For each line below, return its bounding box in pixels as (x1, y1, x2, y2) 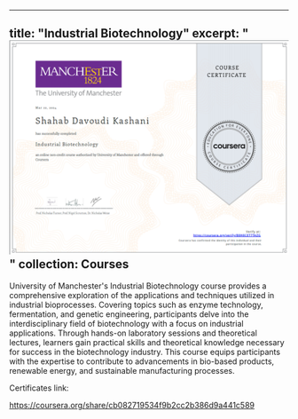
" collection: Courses (9, 257, 129, 272)
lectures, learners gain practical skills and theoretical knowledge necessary (9, 336, 286, 347)
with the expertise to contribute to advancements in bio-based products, (9, 356, 275, 367)
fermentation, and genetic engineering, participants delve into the (9, 308, 249, 320)
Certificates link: (9, 383, 69, 393)
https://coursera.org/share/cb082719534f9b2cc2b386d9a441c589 (9, 399, 255, 410)
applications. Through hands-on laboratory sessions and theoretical (9, 328, 257, 338)
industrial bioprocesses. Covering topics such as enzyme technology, (9, 299, 263, 310)
